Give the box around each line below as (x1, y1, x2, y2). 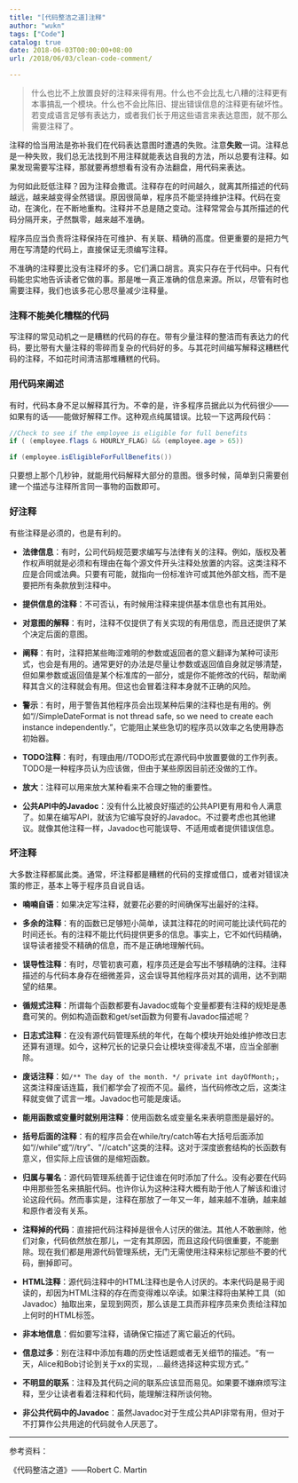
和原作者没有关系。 (21, 1205, 93, 1216)
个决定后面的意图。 (21, 628, 93, 639)
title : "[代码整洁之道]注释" (9, 12, 106, 22)
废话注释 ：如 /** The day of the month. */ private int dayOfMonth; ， (21, 1071, 284, 1082)
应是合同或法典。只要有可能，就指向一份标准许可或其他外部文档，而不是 (21, 568, 286, 579)
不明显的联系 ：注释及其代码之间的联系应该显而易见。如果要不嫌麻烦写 (21, 1377, 279, 1388)
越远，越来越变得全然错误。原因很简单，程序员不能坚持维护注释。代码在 (9, 192, 273, 202)
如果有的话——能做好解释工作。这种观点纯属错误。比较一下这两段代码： (9, 410, 273, 422)
